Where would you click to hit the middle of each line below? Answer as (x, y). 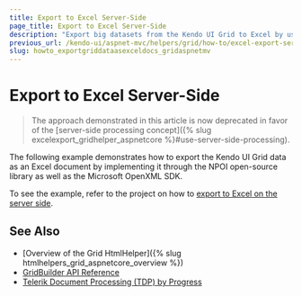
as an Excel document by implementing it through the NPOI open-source (144, 166)
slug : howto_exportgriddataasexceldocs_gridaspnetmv (110, 51)
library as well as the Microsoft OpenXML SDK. (96, 176)
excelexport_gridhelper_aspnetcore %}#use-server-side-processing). (160, 139)
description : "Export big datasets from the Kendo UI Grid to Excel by (146, 34)
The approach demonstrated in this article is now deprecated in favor (160, 121)
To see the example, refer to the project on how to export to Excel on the (144, 193)
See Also (35, 232)
